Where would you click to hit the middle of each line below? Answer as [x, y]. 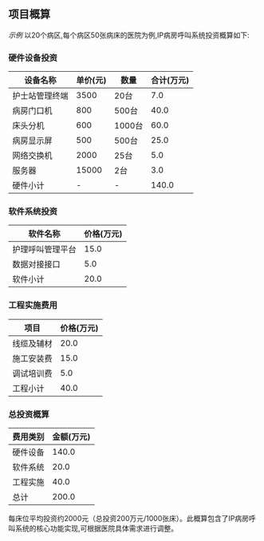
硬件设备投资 [33, 57]
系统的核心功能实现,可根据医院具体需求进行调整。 [97, 528]
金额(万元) [71, 437]
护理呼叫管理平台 [45, 250]
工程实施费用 [33, 306]
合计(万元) [170, 81]
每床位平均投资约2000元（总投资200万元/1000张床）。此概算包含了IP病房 [129, 518]
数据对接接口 [37, 264]
